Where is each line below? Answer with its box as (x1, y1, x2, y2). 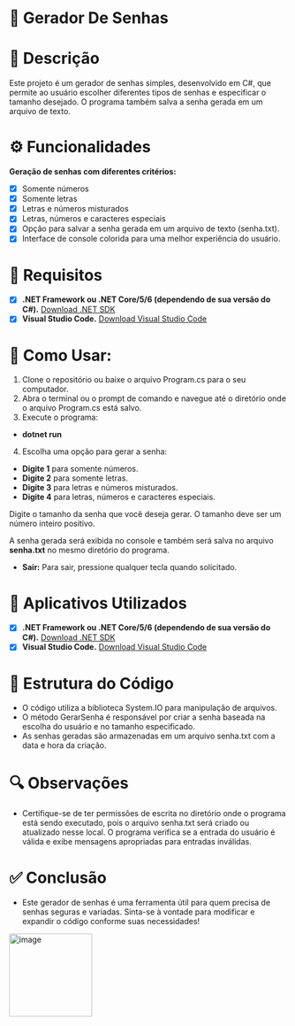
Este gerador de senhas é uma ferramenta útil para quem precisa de (21, 898, 271, 908)
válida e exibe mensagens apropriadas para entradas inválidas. (21, 837, 252, 847)
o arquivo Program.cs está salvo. (21, 403, 142, 413)
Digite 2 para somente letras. (21, 473, 129, 483)
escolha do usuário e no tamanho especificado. (21, 721, 196, 732)
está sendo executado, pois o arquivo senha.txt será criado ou (21, 818, 250, 829)
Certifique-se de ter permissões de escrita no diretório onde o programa (21, 808, 286, 819)
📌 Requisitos (9, 265, 103, 285)
